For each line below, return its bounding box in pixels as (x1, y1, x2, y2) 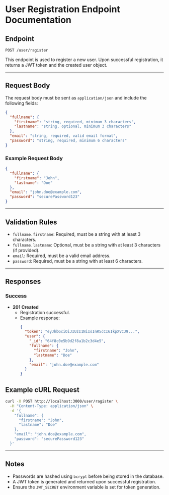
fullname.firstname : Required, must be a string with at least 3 (12, 231, 141, 237)
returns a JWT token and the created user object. (5, 62, 108, 68)
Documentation (5, 14, 72, 26)
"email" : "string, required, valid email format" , (10, 133, 118, 138)
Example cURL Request (5, 385, 79, 394)
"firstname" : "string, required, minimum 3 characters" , (14, 119, 136, 124)
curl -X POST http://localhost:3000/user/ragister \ (5, 399, 118, 404)
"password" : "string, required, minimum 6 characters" (10, 138, 127, 143)
